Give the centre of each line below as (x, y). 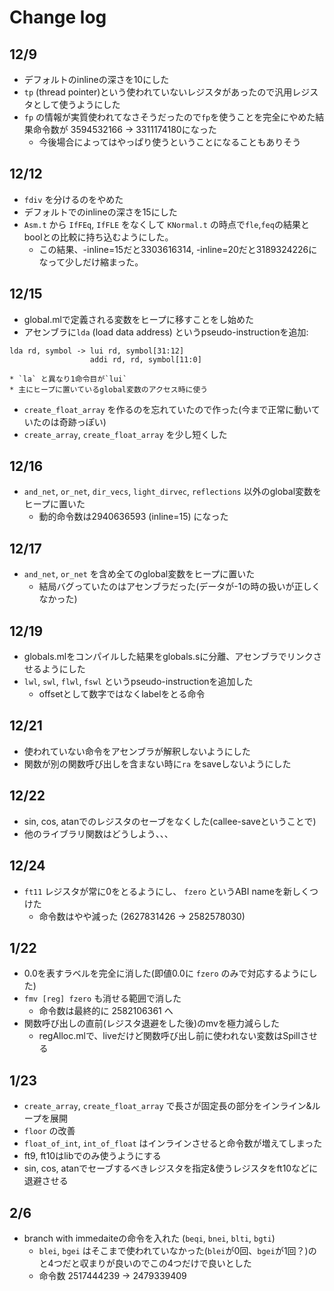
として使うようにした (76, 104)
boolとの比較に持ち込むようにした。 (98, 237)
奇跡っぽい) (82, 422)
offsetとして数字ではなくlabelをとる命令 (122, 694)
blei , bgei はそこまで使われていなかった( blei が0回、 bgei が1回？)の (177, 1250)
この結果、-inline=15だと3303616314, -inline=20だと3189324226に (178, 249)
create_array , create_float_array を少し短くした (125, 434)
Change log (58, 17)
